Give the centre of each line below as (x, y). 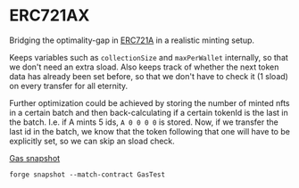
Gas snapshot (35, 158)
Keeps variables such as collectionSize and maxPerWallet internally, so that (149, 57)
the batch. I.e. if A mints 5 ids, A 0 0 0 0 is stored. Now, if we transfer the (144, 122)
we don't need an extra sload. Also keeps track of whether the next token (144, 67)
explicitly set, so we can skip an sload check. (92, 141)
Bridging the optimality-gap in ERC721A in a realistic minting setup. (132, 40)
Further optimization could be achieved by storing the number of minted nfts (149, 102)
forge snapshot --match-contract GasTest (87, 175)
